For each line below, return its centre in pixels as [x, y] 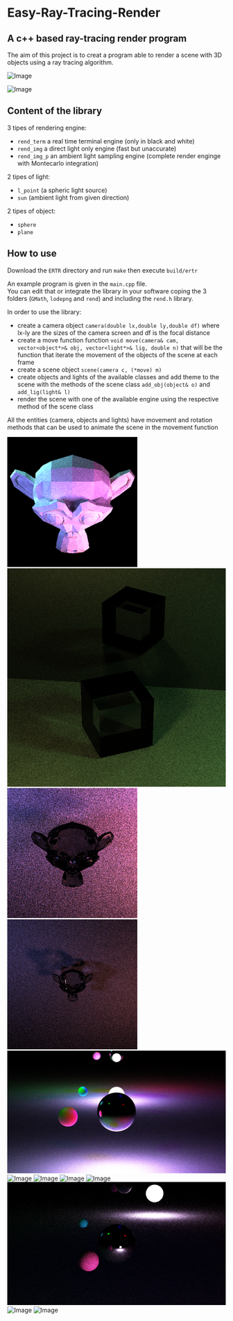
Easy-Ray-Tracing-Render [84, 13]
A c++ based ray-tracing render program [97, 38]
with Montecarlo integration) [58, 163]
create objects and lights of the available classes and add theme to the [118, 377]
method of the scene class [55, 406]
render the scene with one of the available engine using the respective [118, 399]
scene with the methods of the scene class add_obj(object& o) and [113, 384]
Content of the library [55, 111]
